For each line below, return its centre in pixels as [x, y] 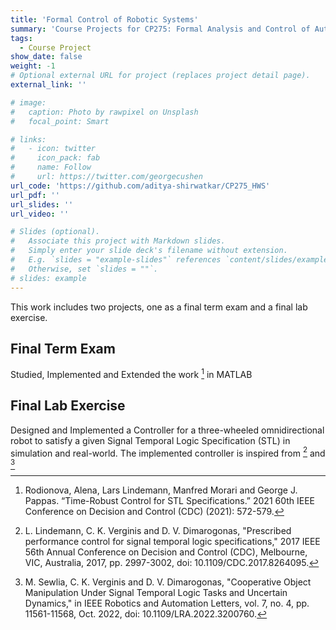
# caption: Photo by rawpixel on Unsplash [104, 112]
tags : [21, 38]
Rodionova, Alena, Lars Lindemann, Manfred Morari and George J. [161, 490]
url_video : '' [40, 214]
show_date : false [46, 57]
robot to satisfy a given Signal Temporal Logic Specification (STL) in [150, 440]
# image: [28, 102]
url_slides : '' [42, 204]
